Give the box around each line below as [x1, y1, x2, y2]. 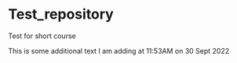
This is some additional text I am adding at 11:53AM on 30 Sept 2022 [8, 46, 230, 55]
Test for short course [8, 31, 76, 40]
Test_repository [8, 5, 114, 23]
